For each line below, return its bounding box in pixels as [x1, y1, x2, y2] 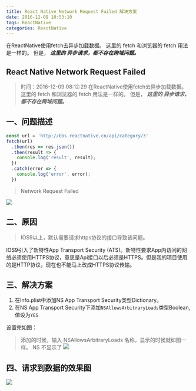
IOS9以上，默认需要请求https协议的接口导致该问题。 [20, 234, 148, 241]
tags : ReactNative [6, 19, 51, 25]
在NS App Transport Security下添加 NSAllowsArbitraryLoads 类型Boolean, [14, 304, 191, 311]
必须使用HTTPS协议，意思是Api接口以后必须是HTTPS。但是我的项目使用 [11, 254, 188, 261]
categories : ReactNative [6, 25, 67, 31]
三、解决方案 [6, 280, 53, 290]
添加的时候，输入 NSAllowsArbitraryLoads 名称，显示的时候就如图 [20, 337, 181, 344]
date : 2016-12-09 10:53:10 [6, 14, 72, 20]
